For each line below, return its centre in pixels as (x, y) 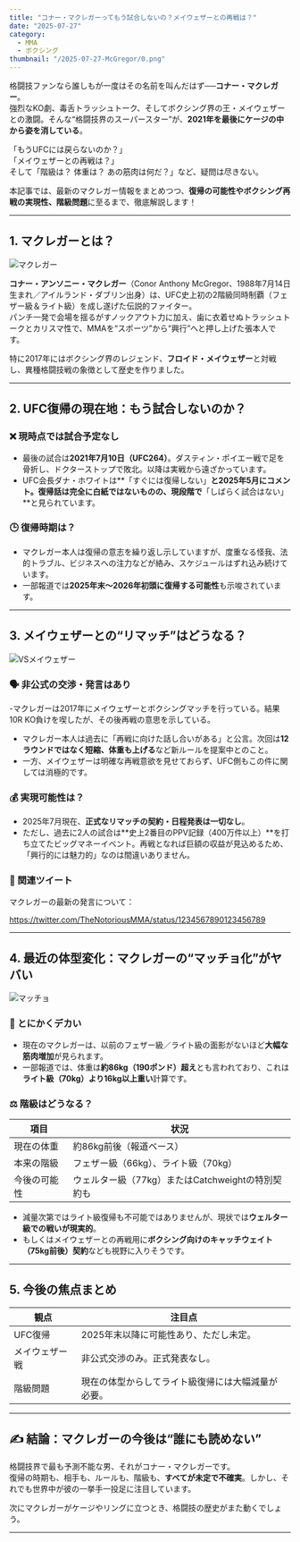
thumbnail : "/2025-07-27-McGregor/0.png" (87, 59)
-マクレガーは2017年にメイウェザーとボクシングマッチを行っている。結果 (145, 708)
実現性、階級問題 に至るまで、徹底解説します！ (111, 202)
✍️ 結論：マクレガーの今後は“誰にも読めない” (135, 1440)
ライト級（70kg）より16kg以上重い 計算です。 (107, 1078)
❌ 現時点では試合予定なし (64, 436)
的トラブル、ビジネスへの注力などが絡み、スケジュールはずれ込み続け (151, 563)
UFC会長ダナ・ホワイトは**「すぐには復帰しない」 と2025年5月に (145, 480)
